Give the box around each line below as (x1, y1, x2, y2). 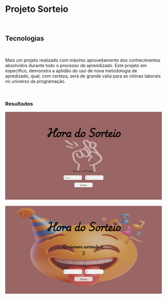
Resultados (5, 100, 33, 107)
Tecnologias (5, 34, 44, 43)
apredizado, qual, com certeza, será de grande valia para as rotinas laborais (5, 73, 161, 79)
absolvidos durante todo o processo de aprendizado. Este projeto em (5, 62, 147, 68)
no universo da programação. (5, 78, 66, 84)
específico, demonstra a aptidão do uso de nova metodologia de (5, 68, 138, 74)
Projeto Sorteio (5, 3, 69, 15)
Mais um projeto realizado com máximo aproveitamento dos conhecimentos (5, 57, 161, 63)
